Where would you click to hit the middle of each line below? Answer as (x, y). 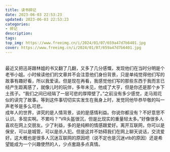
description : (19, 33)
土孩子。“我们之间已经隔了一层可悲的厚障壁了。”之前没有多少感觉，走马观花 (84, 93)
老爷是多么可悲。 (27, 106)
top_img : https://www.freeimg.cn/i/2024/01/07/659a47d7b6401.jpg (75, 43)
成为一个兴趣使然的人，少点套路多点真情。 (58, 144)
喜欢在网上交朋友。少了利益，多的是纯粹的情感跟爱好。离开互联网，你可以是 (85, 125)
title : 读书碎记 (21, 10)
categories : (18, 24)
